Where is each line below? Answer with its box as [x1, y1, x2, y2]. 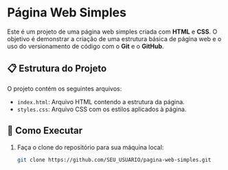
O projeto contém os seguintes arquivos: [7, 84, 122, 93]
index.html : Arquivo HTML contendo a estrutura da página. [16, 97, 185, 106]
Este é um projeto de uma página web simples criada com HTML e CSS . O [7, 27, 218, 36]
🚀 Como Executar [7, 125, 83, 136]
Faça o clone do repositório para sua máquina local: [16, 143, 164, 151]
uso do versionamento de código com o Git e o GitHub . [7, 42, 164, 50]
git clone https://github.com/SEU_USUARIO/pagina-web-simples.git [16, 156, 212, 163]
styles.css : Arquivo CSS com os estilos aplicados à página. [16, 105, 187, 113]
